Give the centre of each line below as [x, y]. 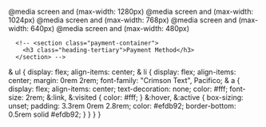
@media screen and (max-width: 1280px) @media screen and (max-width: [131, 12]
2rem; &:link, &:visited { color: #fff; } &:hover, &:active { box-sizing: [134, 97]
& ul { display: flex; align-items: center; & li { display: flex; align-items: [122, 72]
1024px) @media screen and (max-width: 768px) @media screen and [123, 20]
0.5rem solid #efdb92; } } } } [55, 114]
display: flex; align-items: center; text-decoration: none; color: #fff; [118, 89]
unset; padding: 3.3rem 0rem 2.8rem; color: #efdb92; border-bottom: [122, 106]
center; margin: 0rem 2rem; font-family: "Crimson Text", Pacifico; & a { [124, 80]
